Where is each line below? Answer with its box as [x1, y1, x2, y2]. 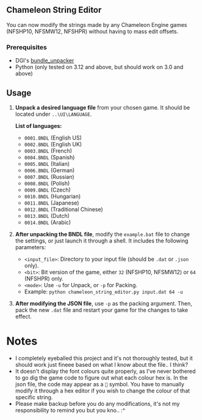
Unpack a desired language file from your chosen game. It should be [15, 103, 190, 111]
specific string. [15, 393, 53, 400]
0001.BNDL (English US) [24, 134, 82, 141]
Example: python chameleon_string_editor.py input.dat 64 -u [24, 288, 183, 295]
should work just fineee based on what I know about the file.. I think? [15, 361, 188, 368]
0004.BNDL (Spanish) [24, 153, 75, 161]
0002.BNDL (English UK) [24, 140, 82, 148]
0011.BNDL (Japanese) [24, 199, 79, 206]
